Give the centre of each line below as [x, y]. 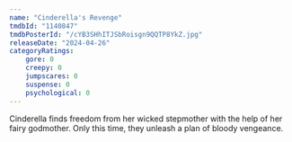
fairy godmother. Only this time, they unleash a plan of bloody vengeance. [146, 128]
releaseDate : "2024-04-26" [60, 43]
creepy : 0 [44, 68]
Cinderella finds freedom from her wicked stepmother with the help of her [146, 119]
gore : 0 [40, 59]
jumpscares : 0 [52, 76]
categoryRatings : [42, 51]
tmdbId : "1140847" [44, 26]
